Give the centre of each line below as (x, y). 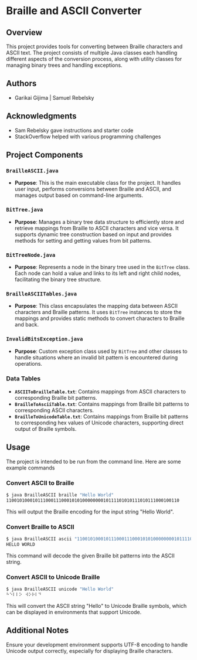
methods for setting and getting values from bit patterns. (83, 240)
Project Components (45, 155)
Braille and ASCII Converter (74, 11)
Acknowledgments (42, 116)
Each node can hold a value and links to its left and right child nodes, (98, 273)
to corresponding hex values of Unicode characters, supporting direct (99, 423)
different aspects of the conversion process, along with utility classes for (94, 59)
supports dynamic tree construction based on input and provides (93, 234)
